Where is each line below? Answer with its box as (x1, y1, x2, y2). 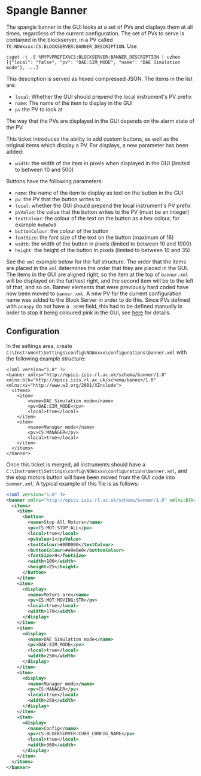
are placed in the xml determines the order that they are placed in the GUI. (6, 264, 188, 271)
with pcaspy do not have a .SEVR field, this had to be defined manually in (6, 302, 183, 310)
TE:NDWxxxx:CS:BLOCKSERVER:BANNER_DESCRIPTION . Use (6, 43, 137, 50)
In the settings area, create (6, 342, 73, 349)
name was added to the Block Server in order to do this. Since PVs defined (6, 296, 190, 303)
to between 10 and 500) (14, 166, 74, 173)
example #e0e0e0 (14, 221, 57, 228)
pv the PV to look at (14, 105, 63, 113)
